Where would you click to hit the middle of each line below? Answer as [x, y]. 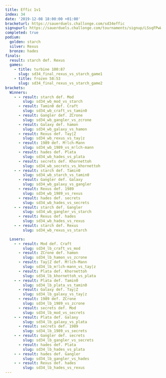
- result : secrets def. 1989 [48, 327]
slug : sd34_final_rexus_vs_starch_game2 [60, 83]
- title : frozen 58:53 [37, 79]
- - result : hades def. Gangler [47, 354]
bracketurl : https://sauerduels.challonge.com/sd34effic [65, 23]
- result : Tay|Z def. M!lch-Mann [53, 262]
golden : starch [25, 42]
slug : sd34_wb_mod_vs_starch [53, 102]
